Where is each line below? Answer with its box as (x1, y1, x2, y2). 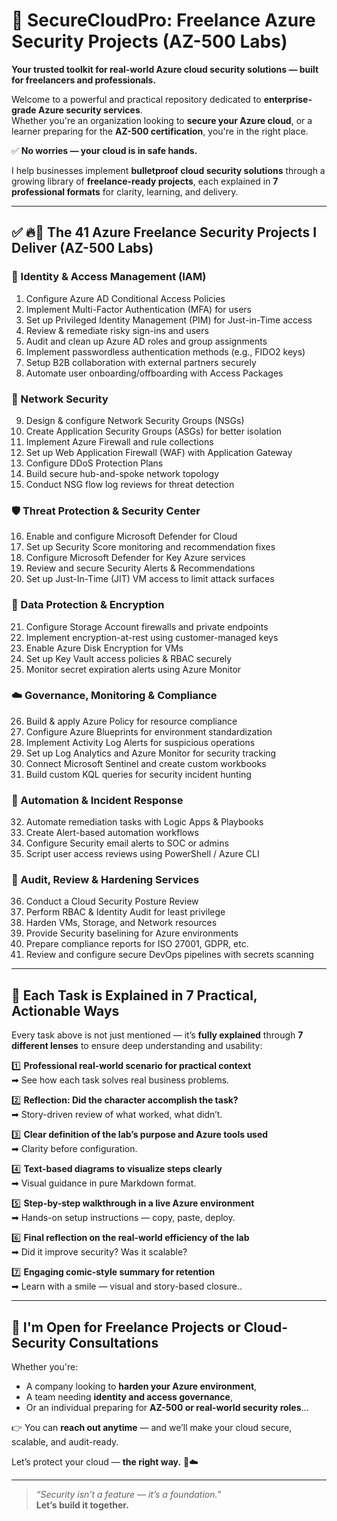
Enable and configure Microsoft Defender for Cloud (25, 530, 238, 543)
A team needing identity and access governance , (25, 1391, 233, 1403)
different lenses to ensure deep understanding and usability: (11, 1040, 263, 1052)
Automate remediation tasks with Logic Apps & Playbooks (25, 816, 264, 828)
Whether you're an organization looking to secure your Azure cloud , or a (11, 114, 313, 126)
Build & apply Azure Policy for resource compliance (25, 715, 238, 727)
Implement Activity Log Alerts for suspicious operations (25, 736, 256, 748)
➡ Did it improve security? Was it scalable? (11, 1246, 188, 1258)
